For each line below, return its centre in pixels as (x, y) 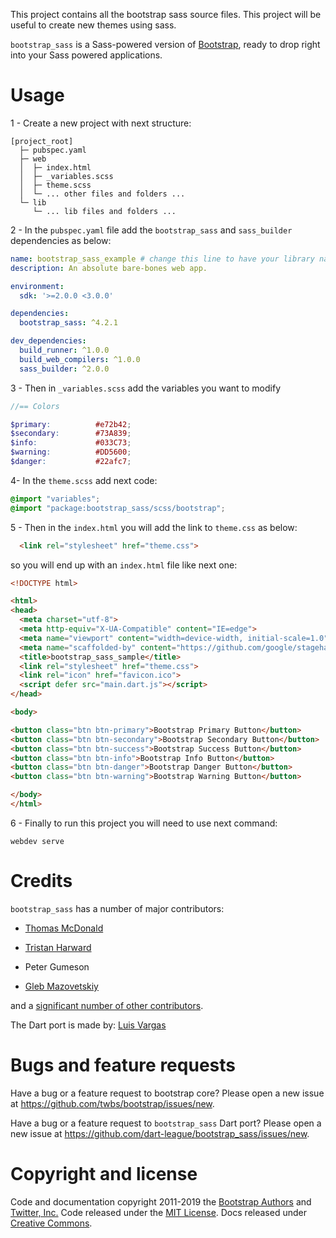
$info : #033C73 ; (71, 443)
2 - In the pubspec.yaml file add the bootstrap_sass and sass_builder (151, 230)
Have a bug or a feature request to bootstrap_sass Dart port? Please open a (166, 1123)
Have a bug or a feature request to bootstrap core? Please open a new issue (167, 1093)
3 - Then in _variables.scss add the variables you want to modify (146, 388)
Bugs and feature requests (123, 1065)
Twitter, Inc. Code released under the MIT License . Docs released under (158, 1212)
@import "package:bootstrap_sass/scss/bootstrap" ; (118, 508)
